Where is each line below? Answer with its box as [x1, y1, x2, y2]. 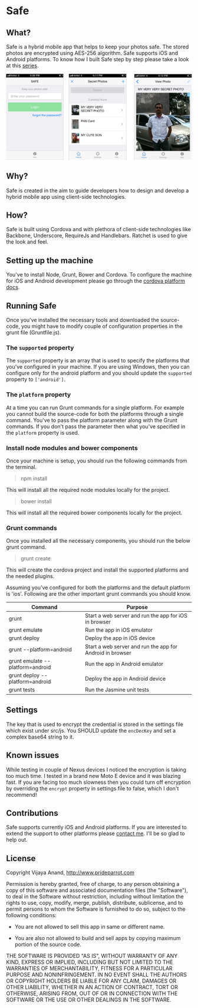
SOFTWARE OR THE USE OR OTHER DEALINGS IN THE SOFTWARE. [6, 996, 171, 1003]
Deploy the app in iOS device [85, 635, 155, 642]
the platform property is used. [6, 429, 80, 436]
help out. [6, 836, 28, 843]
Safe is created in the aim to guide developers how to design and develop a [6, 187, 189, 194]
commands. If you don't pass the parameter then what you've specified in [6, 423, 186, 430]
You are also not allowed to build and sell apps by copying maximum [14, 935, 181, 942]
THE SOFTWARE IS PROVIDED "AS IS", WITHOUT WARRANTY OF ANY [6, 953, 178, 960]
